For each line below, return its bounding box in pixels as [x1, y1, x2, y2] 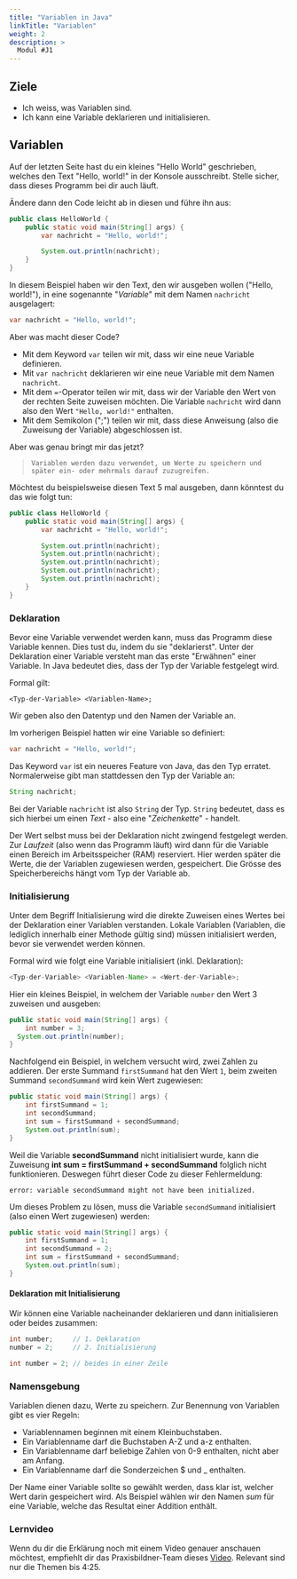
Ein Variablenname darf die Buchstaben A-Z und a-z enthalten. [21, 1436, 252, 1447]
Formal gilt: [9, 677, 51, 688]
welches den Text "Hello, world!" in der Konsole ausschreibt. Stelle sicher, [9, 171, 279, 181]
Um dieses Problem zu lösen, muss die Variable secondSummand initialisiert [9, 1201, 277, 1212]
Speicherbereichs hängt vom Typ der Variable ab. [9, 868, 191, 878]
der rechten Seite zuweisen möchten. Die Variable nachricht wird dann [21, 396, 282, 407]
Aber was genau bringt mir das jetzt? [9, 441, 145, 452]
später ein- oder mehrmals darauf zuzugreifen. [30, 466, 210, 475]
